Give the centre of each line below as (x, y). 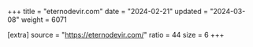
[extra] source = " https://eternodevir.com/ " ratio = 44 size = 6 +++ (116, 35)
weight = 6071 (44, 20)
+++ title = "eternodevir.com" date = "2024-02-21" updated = (108, 11)
